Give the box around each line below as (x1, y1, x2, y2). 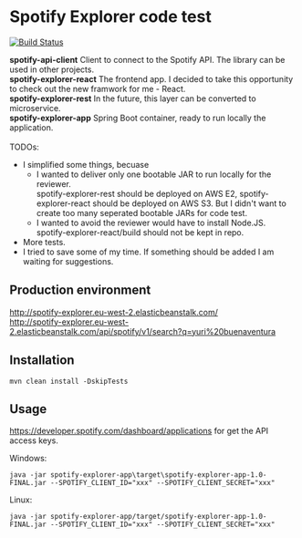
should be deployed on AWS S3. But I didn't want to (92, 198, 287, 209)
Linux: (9, 494, 33, 505)
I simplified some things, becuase (22, 159, 150, 170)
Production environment (9, 283, 151, 298)
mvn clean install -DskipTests (9, 377, 129, 386)
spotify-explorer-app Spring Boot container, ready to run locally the (9, 112, 266, 123)
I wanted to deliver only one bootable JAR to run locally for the (36, 169, 272, 180)
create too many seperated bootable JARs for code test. (36, 207, 248, 218)
